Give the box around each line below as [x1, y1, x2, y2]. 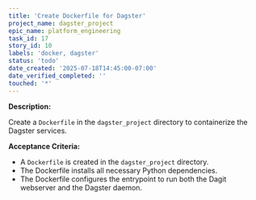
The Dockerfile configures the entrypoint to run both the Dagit [19, 174, 227, 184]
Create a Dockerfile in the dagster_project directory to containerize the [8, 117, 248, 127]
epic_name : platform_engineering [8, 27, 121, 35]
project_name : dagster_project [8, 19, 114, 27]
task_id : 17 [8, 34, 48, 43]
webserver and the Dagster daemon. [19, 182, 143, 192]
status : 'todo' [8, 57, 60, 65]
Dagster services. [8, 126, 67, 135]
